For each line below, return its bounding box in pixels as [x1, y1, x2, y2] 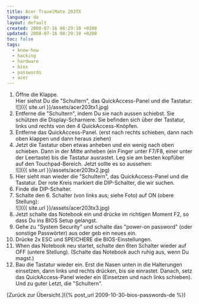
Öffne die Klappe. [15, 91, 59, 98]
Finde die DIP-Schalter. [15, 185, 72, 193]
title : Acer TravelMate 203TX [7, 8, 82, 15]
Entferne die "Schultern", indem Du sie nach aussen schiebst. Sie [15, 110, 175, 117]
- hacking [12, 53, 36, 59]
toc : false [7, 36, 34, 42]
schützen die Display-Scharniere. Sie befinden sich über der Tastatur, [15, 116, 185, 123]
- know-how [12, 47, 39, 53]
